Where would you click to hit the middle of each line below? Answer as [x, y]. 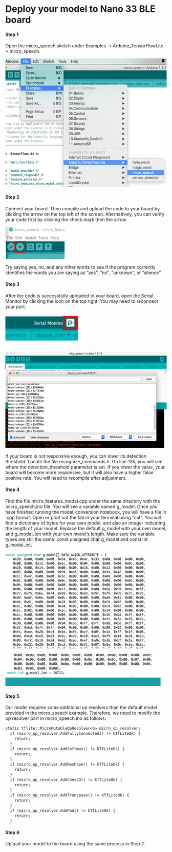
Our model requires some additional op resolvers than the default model [81, 708]
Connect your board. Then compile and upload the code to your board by [83, 208]
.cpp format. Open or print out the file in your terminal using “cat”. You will [83, 518]
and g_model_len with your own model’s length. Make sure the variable [80, 534]
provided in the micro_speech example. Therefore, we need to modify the [83, 713]
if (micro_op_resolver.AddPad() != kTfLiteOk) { [63, 811]
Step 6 [12, 832]
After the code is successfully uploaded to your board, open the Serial [79, 296]
